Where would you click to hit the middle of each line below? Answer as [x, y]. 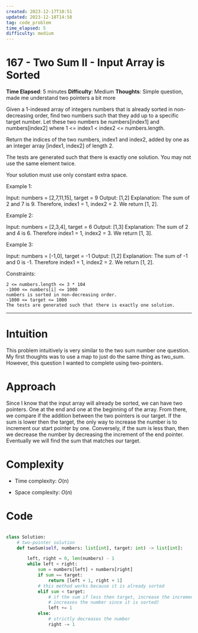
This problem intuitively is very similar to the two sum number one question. [98, 350]
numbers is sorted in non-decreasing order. [62, 295]
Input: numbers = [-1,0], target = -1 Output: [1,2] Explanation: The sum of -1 [97, 256]
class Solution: [26, 537]
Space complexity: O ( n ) [43, 492]
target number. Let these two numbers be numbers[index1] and [83, 122]
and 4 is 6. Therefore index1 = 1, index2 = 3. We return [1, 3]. [79, 233]
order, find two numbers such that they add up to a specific [106, 116]
